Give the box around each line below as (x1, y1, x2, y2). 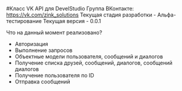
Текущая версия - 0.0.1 (42, 18, 101, 24)
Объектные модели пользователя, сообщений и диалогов (14, 53, 163, 60)
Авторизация (14, 41, 49, 47)
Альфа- (157, 11, 176, 18)
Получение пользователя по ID (14, 72, 94, 79)
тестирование (6, 18, 42, 24)
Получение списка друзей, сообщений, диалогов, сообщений (14, 59, 173, 66)
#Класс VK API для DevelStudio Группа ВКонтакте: (6, 5, 134, 12)
